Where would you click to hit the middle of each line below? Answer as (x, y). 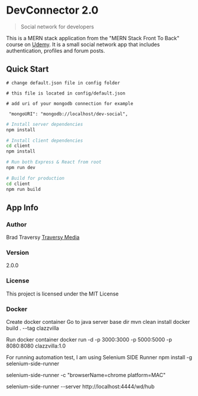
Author (17, 224)
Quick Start (27, 69)
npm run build (24, 189)
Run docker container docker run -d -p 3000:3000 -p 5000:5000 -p (89, 340)
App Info (22, 207)
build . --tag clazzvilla (33, 328)
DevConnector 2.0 (52, 10)
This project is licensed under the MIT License (63, 294)
